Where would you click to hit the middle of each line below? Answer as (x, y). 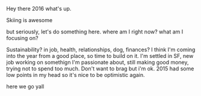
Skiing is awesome (29, 20)
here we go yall (25, 86)
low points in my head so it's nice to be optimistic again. (76, 75)
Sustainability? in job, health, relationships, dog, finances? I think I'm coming (101, 49)
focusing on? (22, 38)
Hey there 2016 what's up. (39, 9)
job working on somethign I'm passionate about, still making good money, (97, 62)
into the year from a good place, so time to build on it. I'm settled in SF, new (100, 56)
